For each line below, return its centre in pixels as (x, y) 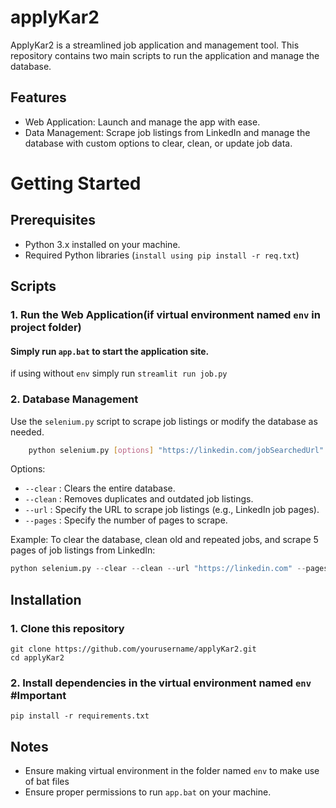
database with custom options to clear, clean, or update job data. (158, 143)
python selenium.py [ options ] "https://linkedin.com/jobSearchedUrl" (176, 450)
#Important (38, 695)
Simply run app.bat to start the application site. (110, 351)
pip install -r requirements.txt (80, 716)
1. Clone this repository (67, 628)
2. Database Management (74, 399)
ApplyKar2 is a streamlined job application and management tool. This (155, 45)
